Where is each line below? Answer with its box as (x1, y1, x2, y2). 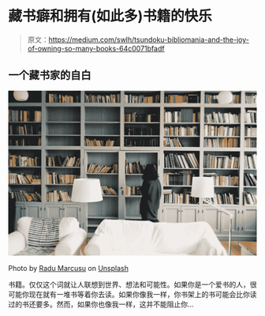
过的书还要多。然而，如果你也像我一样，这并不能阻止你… (8, 299, 195, 309)
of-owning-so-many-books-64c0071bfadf (27, 43, 165, 53)
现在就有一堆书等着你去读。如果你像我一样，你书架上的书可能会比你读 (28, 290, 257, 299)
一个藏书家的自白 (8, 69, 91, 82)
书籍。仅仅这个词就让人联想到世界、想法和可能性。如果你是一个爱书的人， (8, 280, 250, 289)
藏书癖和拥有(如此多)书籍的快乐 (8, 7, 213, 25)
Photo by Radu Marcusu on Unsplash (8, 264, 129, 273)
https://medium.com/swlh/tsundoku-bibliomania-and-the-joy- (48, 35, 250, 44)
